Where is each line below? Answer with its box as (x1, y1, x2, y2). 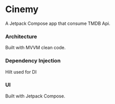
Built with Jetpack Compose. (5, 93, 65, 99)
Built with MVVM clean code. (5, 45, 66, 51)
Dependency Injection (5, 57, 61, 64)
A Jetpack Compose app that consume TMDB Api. (5, 20, 110, 26)
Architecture (5, 33, 37, 40)
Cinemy (5, 4, 39, 15)
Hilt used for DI (5, 68, 37, 75)
